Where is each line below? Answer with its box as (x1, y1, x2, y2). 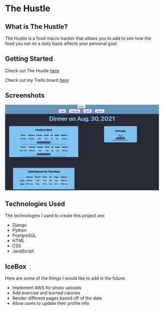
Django (12, 222, 27, 228)
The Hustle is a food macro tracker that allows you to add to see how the (5, 35, 151, 41)
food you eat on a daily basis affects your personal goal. (5, 41, 118, 46)
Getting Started (5, 55, 53, 63)
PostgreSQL (12, 233, 37, 239)
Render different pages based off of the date (12, 295, 102, 301)
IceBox (5, 262, 27, 270)
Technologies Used (5, 200, 65, 208)
